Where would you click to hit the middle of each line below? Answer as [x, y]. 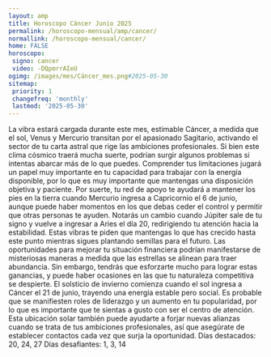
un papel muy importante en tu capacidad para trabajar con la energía [125, 172]
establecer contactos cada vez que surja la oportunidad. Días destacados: [132, 336]
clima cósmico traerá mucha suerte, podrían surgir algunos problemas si [129, 155]
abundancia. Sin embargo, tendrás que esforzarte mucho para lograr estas [133, 267]
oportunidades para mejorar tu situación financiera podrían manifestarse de [135, 250]
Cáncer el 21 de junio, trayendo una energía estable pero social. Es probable [135, 293]
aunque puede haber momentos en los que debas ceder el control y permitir [135, 206]
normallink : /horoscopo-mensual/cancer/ [78, 38]
